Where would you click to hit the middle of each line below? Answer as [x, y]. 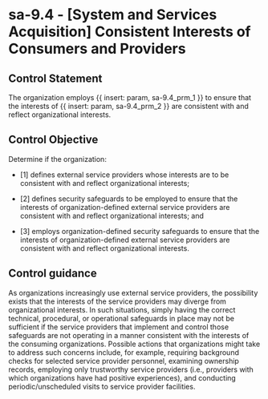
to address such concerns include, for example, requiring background [124, 352]
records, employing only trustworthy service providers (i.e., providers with [131, 369]
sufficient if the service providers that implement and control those [119, 327]
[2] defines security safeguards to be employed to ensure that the [129, 199]
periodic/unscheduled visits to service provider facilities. [102, 386]
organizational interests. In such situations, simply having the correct [122, 309]
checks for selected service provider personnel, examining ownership [124, 361]
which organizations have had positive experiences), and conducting [122, 377]
